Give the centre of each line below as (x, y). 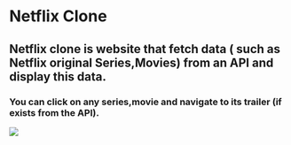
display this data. (58, 76)
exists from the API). (54, 112)
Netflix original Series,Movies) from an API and (142, 62)
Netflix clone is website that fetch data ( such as (145, 49)
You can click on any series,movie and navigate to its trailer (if (145, 102)
